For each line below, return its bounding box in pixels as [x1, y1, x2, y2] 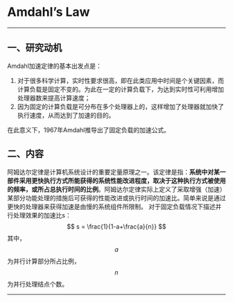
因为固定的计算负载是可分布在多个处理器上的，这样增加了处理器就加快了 [17, 102, 224, 111]
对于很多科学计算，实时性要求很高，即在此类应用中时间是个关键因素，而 [17, 76, 224, 85]
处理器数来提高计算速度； [17, 94, 91, 102]
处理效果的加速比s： [12, 211, 71, 219]
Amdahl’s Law [7, 4, 90, 20]
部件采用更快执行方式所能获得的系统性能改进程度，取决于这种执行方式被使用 [7, 176, 226, 184]
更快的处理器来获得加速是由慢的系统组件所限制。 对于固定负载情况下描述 [7, 202, 216, 211]
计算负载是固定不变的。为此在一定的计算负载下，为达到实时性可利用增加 [17, 85, 224, 94]
